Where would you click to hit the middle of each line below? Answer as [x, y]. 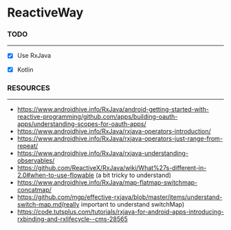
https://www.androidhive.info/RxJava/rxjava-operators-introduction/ [114, 131]
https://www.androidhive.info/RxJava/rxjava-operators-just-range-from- [120, 138]
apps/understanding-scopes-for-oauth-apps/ [81, 124]
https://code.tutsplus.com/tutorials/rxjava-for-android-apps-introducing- [120, 211]
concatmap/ [34, 189]
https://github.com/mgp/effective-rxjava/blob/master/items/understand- [120, 197]
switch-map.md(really [48, 204]
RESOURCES [29, 87]
